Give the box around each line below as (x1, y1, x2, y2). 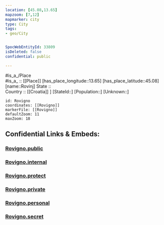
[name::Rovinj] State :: (5, 83, 51, 89)
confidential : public (5, 54, 51, 59)
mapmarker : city (5, 17, 39, 22)
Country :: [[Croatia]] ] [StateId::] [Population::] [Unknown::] (5, 88, 129, 94)
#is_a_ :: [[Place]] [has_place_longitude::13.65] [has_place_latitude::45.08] (5, 78, 159, 84)
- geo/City (5, 31, 28, 36)
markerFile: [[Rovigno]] (5, 107, 58, 112)
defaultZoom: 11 (5, 111, 39, 117)
